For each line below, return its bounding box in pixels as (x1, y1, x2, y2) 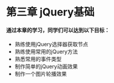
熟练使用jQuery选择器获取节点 (14, 41, 89, 48)
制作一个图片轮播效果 (14, 71, 67, 78)
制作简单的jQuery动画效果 (14, 63, 78, 70)
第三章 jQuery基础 (6, 5, 95, 19)
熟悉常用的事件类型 (14, 56, 62, 63)
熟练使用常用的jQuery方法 (14, 48, 78, 55)
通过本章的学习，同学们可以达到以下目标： (6, 26, 110, 33)
